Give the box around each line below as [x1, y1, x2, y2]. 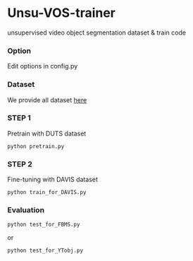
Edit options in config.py [7, 62, 78, 71]
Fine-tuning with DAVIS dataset [7, 175, 99, 184]
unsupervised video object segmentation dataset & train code [7, 28, 187, 37]
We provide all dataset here [7, 95, 87, 104]
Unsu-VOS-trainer [7, 5, 116, 21]
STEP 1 [7, 113, 31, 123]
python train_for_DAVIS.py [7, 189, 87, 196]
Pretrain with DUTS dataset [7, 129, 87, 138]
